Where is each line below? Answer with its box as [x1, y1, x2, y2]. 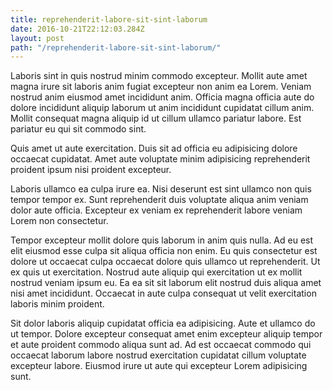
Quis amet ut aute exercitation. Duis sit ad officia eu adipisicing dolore [10, 142, 298, 155]
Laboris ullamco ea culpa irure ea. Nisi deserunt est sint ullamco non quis [10, 183, 312, 195]
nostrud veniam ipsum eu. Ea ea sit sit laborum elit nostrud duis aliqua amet [10, 277, 322, 289]
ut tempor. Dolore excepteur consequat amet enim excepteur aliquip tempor [10, 328, 323, 340]
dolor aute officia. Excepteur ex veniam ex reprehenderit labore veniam [10, 204, 303, 216]
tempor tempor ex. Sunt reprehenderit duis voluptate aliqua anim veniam [10, 194, 309, 206]
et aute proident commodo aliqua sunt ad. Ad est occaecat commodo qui [10, 339, 312, 351]
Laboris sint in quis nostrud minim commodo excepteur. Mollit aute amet [10, 70, 308, 82]
